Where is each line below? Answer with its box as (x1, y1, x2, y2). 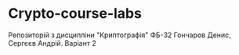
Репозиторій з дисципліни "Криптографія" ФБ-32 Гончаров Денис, (8, 30, 231, 40)
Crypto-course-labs (8, 5, 143, 22)
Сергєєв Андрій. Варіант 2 (8, 38, 96, 47)
